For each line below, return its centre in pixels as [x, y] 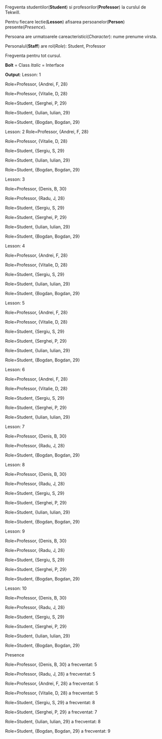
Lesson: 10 [16, 588]
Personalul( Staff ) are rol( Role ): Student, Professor [56, 46]
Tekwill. [13, 12]
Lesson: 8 [15, 465]
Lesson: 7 [15, 426]
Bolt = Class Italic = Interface [35, 65]
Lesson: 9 [15, 531]
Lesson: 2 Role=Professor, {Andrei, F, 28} [47, 132]
